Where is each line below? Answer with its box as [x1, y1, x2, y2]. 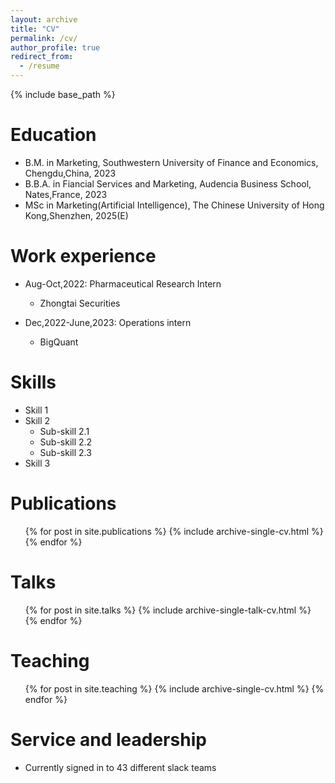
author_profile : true [10, 42, 101, 53]
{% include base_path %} [10, 89, 116, 100]
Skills [10, 371, 57, 394]
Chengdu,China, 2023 [24, 167, 117, 179]
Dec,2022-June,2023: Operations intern [24, 316, 192, 328]
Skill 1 [24, 404, 49, 416]
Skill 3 [24, 457, 51, 469]
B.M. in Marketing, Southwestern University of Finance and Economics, [24, 156, 319, 168]
